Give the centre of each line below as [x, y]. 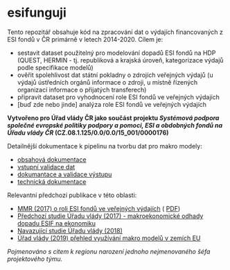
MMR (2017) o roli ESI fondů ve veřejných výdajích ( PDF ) [99, 208]
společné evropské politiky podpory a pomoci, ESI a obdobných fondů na [115, 125]
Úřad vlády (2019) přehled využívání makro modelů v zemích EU [109, 238]
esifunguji [37, 13]
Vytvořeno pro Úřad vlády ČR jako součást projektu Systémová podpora [113, 118]
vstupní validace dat [46, 167]
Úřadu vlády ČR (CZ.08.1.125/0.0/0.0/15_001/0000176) [88, 133]
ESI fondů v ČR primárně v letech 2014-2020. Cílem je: [85, 39]
